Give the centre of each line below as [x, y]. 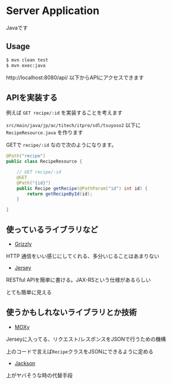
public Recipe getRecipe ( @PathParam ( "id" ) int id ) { [82, 188]
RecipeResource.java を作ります [44, 132]
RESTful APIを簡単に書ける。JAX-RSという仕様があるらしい [78, 280]
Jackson [25, 363]
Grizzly [23, 244]
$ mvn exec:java [26, 66]
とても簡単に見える [29, 292]
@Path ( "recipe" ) [26, 156]
